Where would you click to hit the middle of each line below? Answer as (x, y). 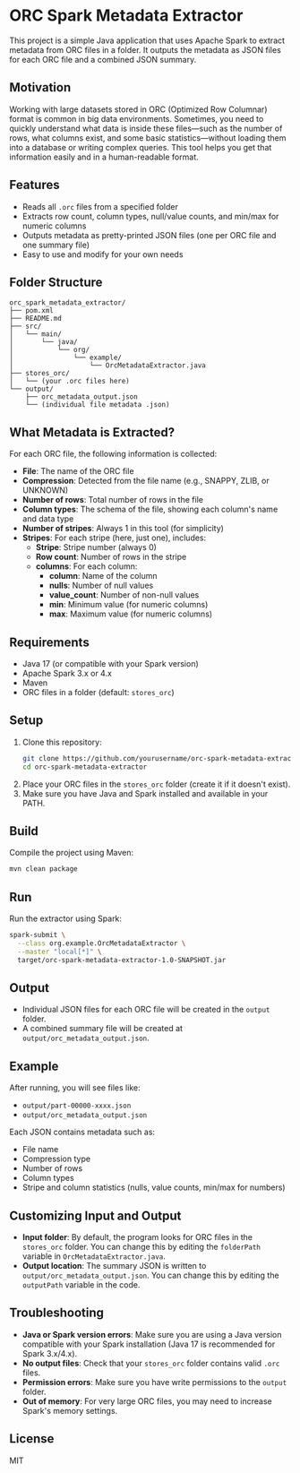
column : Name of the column (103, 576)
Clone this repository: (62, 742)
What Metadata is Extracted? (92, 432)
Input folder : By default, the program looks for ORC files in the (137, 1237)
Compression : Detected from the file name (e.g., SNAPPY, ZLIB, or (146, 481)
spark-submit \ (38, 935)
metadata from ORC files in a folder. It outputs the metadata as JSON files (146, 49)
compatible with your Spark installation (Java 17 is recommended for (149, 1344)
